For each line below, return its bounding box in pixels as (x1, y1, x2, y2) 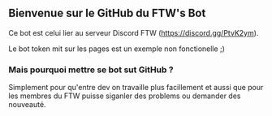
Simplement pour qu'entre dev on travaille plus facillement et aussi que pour (8, 83, 264, 92)
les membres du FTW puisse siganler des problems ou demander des (8, 91, 241, 101)
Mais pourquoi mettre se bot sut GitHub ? (8, 64, 174, 75)
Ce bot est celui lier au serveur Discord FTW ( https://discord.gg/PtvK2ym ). (8, 28, 259, 37)
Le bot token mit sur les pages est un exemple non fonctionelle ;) (8, 44, 226, 54)
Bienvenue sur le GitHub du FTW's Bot (8, 6, 206, 20)
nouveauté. (8, 100, 46, 110)
